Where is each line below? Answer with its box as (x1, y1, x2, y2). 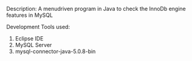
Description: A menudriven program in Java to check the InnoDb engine (6, 5, 187, 12)
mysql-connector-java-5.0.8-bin (15, 48, 96, 55)
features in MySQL (6, 11, 53, 19)
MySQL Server (15, 42, 52, 48)
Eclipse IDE (15, 35, 44, 42)
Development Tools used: (6, 24, 70, 30)
